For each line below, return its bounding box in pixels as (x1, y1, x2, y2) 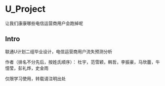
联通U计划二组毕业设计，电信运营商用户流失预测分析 (5, 48, 113, 55)
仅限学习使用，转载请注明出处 (5, 75, 66, 82)
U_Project (5, 3, 46, 15)
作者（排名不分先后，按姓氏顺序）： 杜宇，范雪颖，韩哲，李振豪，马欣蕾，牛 (5, 59, 160, 65)
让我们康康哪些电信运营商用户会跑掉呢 (5, 20, 83, 26)
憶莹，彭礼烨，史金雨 (5, 65, 48, 71)
